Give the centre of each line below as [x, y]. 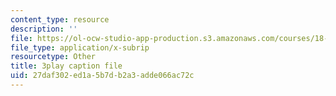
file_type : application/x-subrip [80, 47]
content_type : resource [60, 19]
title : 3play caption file [66, 66]
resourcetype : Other [53, 57]
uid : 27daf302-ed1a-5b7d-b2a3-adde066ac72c [102, 76]
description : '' [44, 29]
